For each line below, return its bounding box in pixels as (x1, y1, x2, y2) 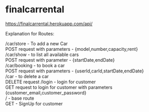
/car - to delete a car (5, 73, 49, 79)
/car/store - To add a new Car (5, 40, 68, 47)
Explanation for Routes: (5, 30, 55, 36)
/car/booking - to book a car (5, 62, 65, 68)
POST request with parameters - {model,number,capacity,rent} (5, 46, 138, 52)
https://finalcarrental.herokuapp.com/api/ (5, 21, 93, 27)
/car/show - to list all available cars (5, 51, 79, 58)
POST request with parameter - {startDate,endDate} (5, 57, 115, 63)
